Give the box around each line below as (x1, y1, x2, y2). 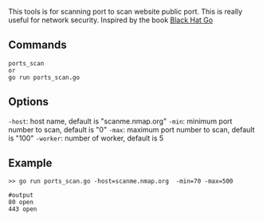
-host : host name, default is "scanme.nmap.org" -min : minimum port (8, 116, 233, 126)
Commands (8, 38, 68, 52)
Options (8, 95, 49, 109)
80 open (8, 199, 34, 207)
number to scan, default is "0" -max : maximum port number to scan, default (8, 124, 255, 134)
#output (8, 191, 34, 199)
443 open (8, 205, 37, 214)
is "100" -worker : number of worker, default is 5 (8, 133, 164, 143)
